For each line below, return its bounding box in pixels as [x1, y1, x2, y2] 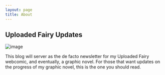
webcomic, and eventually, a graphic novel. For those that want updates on [5, 58, 160, 65]
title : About [5, 12, 33, 17]
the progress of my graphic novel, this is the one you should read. [5, 64, 141, 70]
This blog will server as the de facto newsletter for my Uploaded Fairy [5, 53, 149, 59]
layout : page [5, 7, 33, 12]
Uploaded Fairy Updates [5, 30, 83, 39]
